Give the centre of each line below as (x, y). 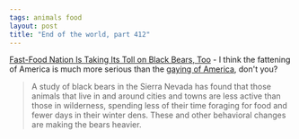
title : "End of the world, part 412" (80, 34)
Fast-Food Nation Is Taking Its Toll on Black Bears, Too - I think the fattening (150, 60)
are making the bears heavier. (86, 125)
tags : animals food (46, 17)
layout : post (34, 26)
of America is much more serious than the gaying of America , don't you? (144, 69)
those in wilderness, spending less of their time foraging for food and (159, 106)
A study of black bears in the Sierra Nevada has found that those (151, 87)
